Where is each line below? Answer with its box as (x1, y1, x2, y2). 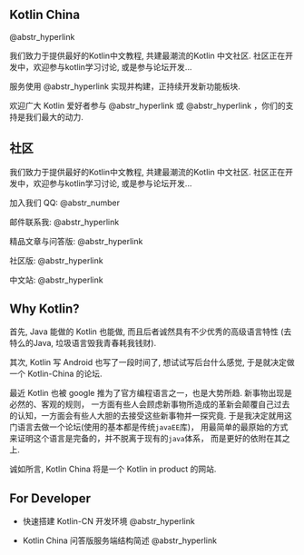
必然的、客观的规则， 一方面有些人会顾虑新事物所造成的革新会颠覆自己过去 (9, 399, 290, 410)
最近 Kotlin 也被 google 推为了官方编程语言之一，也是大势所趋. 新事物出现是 (9, 388, 293, 399)
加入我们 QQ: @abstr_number (9, 197, 121, 208)
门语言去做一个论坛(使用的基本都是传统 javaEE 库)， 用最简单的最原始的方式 (9, 421, 289, 432)
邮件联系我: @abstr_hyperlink (9, 216, 120, 227)
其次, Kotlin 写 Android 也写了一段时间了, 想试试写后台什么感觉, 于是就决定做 (9, 357, 295, 368)
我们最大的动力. (25, 111, 84, 122)
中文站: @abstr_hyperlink (9, 274, 103, 285)
